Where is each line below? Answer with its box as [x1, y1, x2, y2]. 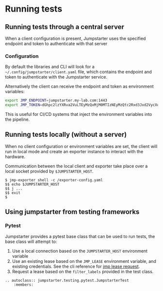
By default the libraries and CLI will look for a [5, 64, 95, 70]
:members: [14, 282, 34, 287]
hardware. [5, 154, 26, 160]
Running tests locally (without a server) [5, 130, 127, 139]
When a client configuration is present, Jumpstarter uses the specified [5, 35, 146, 41]
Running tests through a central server [5, 23, 125, 31]
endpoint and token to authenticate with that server [5, 41, 108, 47]
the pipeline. [5, 116, 30, 122]
